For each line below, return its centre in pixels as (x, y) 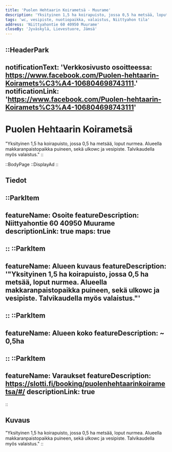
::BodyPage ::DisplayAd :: (32, 164)
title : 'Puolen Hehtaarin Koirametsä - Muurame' (58, 10)
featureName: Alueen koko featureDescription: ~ (85, 333)
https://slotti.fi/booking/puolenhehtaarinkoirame (85, 384)
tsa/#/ (15, 392)
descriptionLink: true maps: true (58, 231)
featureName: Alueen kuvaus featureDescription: (86, 266)
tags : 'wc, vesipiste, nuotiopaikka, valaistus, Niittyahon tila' (78, 19)
